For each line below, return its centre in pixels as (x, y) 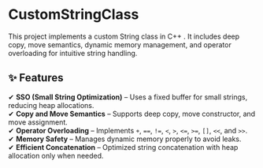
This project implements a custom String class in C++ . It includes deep (124, 36)
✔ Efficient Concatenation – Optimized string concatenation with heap (123, 147)
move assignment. (38, 122)
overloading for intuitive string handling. (73, 53)
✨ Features (36, 78)
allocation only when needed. (56, 155)
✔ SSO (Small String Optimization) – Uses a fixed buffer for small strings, (128, 97)
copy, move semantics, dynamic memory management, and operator (120, 44)
